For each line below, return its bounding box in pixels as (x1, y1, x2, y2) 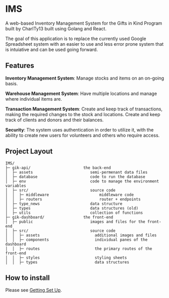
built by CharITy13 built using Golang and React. (5, 25, 107, 31)
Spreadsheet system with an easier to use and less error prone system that (5, 41, 164, 47)
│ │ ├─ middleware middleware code (5, 192, 134, 197)
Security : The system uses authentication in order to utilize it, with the (5, 126, 154, 133)
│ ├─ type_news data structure (5, 201, 123, 206)
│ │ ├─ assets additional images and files (5, 232, 157, 238)
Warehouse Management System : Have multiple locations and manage (5, 90, 157, 97)
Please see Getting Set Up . (5, 287, 62, 293)
